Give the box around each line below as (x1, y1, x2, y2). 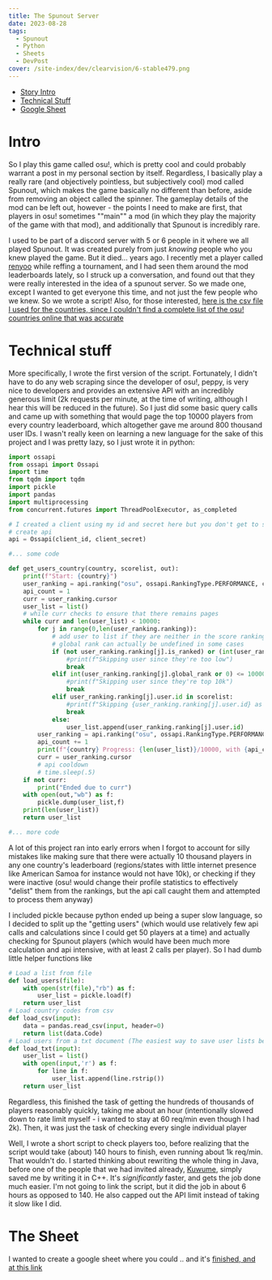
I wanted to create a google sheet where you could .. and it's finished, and (8, 1254, 256, 1264)
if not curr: (23, 775, 67, 784)
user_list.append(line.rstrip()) (51, 1075, 164, 1083)
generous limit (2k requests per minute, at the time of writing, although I (8, 394, 249, 404)
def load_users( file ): (8, 977, 85, 985)
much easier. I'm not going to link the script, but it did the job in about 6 (8, 1181, 247, 1191)
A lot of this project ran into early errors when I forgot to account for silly (8, 843, 250, 853)
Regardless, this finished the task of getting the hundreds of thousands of (8, 1097, 255, 1106)
